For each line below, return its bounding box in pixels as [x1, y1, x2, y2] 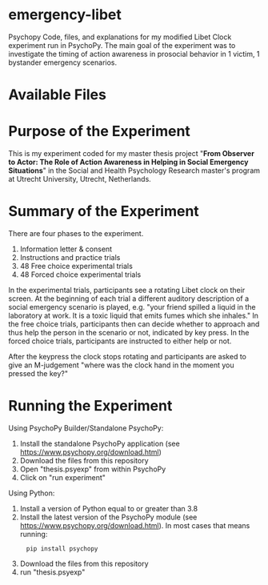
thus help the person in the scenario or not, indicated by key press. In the [8, 328, 250, 337]
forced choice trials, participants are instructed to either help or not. [8, 336, 232, 346]
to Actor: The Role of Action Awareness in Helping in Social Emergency [8, 158, 249, 167]
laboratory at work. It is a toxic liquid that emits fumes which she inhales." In [8, 311, 258, 320]
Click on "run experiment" [19, 472, 106, 482]
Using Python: [8, 488, 55, 498]
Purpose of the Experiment [8, 122, 190, 141]
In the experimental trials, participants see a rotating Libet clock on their [8, 286, 246, 295]
